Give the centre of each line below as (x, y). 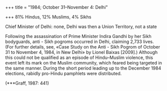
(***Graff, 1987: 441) (27, 83)
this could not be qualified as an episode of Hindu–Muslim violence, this (79, 57)
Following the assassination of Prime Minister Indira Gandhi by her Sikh (78, 36)
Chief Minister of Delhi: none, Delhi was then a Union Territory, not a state (81, 26)
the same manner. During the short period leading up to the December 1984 (83, 68)
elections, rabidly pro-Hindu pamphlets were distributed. (63, 73)
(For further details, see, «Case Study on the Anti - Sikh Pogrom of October (83, 47)
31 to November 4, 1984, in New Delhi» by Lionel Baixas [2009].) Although (81, 52)
